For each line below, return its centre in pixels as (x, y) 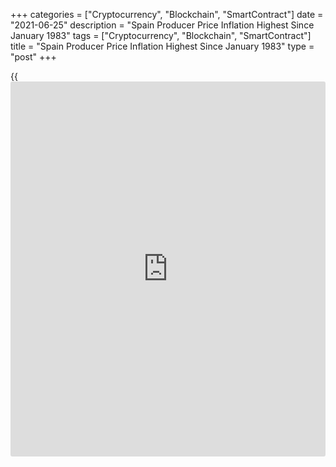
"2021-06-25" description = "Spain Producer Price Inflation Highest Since (162, 25)
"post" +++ (33, 57)
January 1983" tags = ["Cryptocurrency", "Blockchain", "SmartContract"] (161, 35)
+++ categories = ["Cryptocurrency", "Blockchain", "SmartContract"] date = (167, 14)
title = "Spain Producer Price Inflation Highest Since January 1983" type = (162, 46)
